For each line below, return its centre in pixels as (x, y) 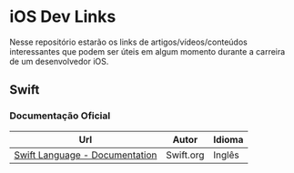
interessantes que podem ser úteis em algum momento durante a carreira (147, 51)
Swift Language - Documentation (86, 155)
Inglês (226, 155)
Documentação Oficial (60, 116)
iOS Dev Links (63, 17)
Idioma (228, 139)
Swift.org (185, 155)
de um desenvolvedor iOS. (59, 61)
